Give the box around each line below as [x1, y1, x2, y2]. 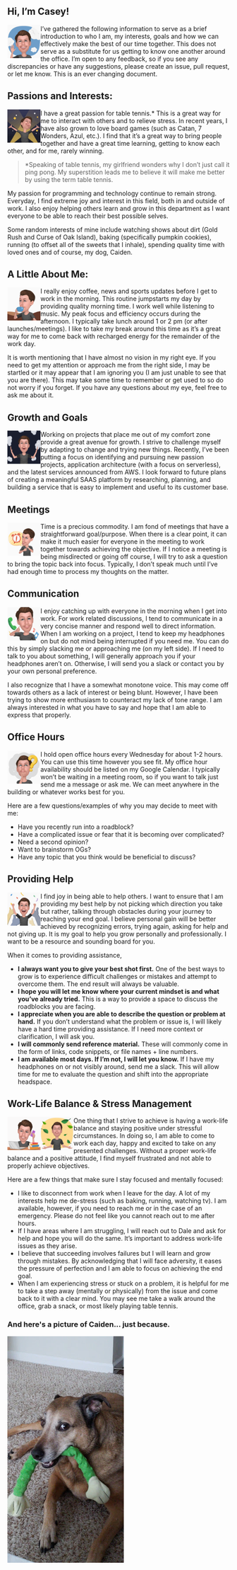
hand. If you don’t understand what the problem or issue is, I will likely [17, 1017, 222, 1026]
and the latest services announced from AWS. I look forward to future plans [7, 468, 227, 476]
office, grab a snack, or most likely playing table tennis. [17, 1302, 178, 1310]
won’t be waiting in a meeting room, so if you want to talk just [40, 772, 219, 781]
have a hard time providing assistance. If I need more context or [17, 1024, 203, 1033]
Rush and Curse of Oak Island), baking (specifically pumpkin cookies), [7, 233, 212, 241]
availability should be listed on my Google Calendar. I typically [40, 764, 221, 774]
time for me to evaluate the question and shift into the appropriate [17, 1070, 209, 1078]
